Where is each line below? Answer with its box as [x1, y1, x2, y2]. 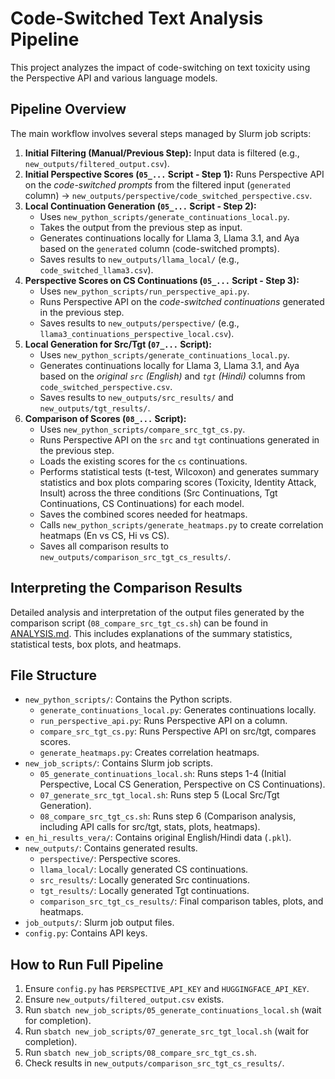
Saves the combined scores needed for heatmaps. [39, 508, 248, 520]
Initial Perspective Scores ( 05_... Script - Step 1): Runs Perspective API [24, 168, 325, 180]
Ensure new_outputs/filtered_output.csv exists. [24, 993, 225, 1006]
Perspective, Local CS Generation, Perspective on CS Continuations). [39, 778, 326, 791]
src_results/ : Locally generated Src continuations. [39, 874, 250, 886]
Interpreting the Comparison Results [10, 580, 243, 597]
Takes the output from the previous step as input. [39, 221, 243, 233]
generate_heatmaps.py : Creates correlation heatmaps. [39, 747, 260, 759]
